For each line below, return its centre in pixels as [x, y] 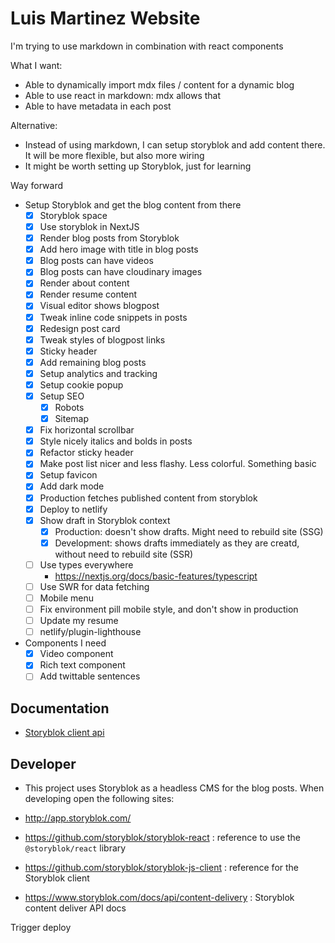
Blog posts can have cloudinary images [121, 272]
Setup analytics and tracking [98, 373]
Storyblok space [73, 215]
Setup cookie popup [81, 384]
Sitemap [72, 419]
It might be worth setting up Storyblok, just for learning [138, 166]
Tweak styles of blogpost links [102, 339]
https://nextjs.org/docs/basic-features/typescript [156, 576]
